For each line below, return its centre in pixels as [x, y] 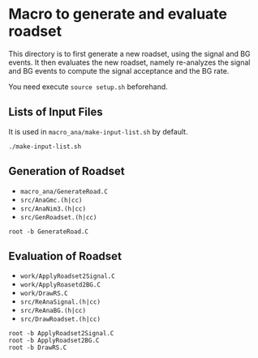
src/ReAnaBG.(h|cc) [53, 311]
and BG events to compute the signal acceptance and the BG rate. [119, 70]
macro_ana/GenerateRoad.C [64, 191]
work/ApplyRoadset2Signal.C [67, 276]
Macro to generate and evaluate [118, 14]
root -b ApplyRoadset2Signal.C [61, 334]
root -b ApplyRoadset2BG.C [54, 341]
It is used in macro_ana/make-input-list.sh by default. [98, 131]
